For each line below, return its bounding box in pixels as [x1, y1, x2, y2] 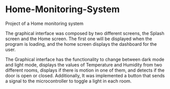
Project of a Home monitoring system [5, 20, 84, 26]
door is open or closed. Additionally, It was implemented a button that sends [5, 72, 165, 78]
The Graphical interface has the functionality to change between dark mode [5, 56, 164, 62]
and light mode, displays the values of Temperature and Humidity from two [5, 62, 162, 68]
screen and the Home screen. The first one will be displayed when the [5, 36, 153, 42]
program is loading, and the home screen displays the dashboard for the [5, 41, 157, 47]
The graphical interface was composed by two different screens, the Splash [5, 30, 164, 36]
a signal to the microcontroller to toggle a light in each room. [5, 78, 132, 84]
